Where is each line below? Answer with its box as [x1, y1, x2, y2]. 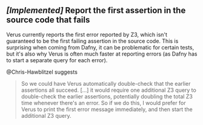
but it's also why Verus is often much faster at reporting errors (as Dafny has [6, 50, 198, 57]
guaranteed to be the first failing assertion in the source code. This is [6, 37, 179, 45]
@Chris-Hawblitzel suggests [6, 68, 78, 75]
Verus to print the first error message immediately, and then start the [21, 106, 193, 113]
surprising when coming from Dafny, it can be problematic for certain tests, [6, 43, 195, 51]
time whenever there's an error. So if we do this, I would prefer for [21, 99, 186, 106]
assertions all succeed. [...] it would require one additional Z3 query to [21, 86, 197, 94]
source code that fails [6, 15, 90, 25]
